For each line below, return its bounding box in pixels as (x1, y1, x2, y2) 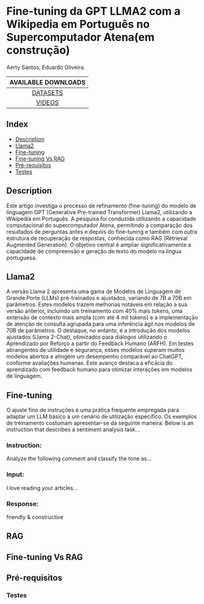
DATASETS (31, 88, 64, 97)
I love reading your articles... (6, 484, 78, 491)
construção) (6, 43, 70, 58)
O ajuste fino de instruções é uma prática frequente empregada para (6, 406, 179, 414)
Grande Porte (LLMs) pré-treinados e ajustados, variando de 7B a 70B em (6, 294, 192, 302)
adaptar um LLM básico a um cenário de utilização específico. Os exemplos (6, 413, 197, 420)
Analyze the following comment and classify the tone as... (6, 455, 151, 463)
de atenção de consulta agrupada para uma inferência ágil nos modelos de (6, 320, 195, 328)
